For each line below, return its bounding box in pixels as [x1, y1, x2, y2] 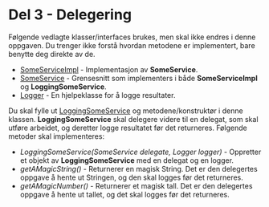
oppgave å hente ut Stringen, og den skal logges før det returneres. [19, 172, 243, 182]
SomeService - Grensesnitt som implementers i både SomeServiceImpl [19, 73, 259, 83]
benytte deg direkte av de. [8, 49, 96, 59]
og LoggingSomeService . [19, 82, 107, 91]
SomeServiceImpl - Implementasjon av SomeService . [19, 64, 198, 74]
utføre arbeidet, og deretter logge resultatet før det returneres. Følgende [8, 123, 247, 132]
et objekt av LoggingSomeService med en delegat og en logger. [19, 155, 234, 165]
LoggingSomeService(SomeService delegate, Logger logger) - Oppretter [19, 147, 262, 156]
